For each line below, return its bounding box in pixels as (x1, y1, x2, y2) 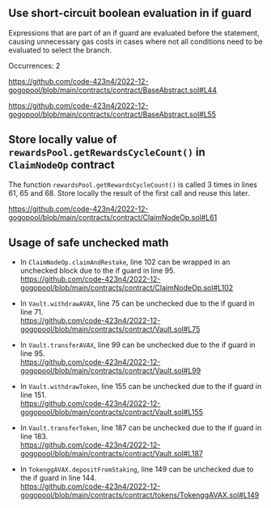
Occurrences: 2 (8, 61, 61, 70)
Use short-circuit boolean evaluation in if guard (8, 6, 252, 20)
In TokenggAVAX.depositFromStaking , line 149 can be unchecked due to (19, 464, 254, 474)
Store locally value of (8, 133, 117, 146)
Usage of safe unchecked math (8, 236, 169, 250)
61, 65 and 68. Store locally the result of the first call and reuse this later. (8, 188, 250, 197)
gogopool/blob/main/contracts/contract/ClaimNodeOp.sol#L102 (19, 283, 234, 293)
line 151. (19, 390, 47, 400)
